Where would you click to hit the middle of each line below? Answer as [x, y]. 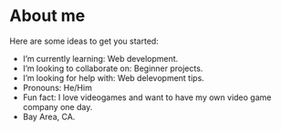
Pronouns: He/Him [57, 87]
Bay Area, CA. [49, 116]
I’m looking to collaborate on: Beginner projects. [113, 68]
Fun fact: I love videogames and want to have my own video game [147, 97]
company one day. [57, 106]
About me [47, 16]
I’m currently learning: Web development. [100, 58]
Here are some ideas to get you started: [84, 41]
